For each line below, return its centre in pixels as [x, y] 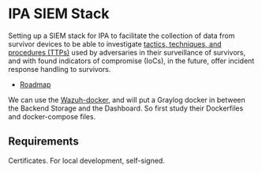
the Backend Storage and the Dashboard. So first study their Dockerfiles [126, 108]
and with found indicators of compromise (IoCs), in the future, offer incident [131, 61]
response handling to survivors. [60, 69]
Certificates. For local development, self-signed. [87, 160]
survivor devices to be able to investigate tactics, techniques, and [115, 43]
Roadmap [35, 85]
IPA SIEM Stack [59, 14]
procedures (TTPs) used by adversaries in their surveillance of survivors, [127, 52]
